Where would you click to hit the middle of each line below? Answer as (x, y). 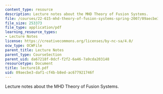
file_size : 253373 (24, 23)
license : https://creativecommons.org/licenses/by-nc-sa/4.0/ (69, 41)
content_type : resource (29, 9)
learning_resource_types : (31, 32)
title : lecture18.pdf (27, 68)
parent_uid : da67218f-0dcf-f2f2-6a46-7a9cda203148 (57, 59)
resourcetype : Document (29, 63)
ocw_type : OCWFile (24, 46)
